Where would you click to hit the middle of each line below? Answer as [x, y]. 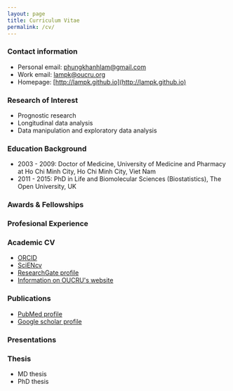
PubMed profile [40, 314]
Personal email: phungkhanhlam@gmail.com [81, 67]
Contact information [43, 51]
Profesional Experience [48, 224]
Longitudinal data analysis [55, 123]
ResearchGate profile [48, 273]
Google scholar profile [49, 321]
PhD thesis [33, 381]
